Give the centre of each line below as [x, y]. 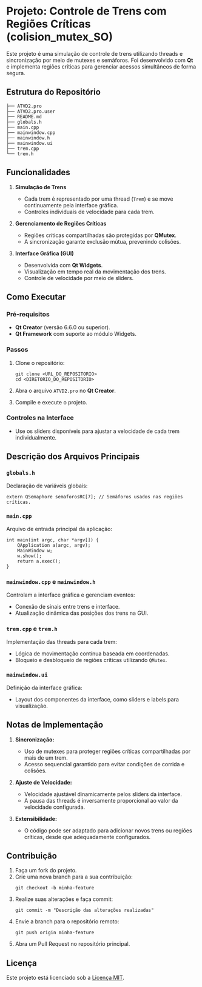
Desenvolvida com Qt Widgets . [63, 265]
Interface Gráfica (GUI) [44, 253]
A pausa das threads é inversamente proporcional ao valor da [101, 800]
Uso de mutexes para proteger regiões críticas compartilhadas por [107, 751]
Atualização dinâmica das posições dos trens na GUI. [82, 613]
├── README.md [24, 116]
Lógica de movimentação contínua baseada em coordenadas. [92, 654]
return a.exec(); [39, 561]
